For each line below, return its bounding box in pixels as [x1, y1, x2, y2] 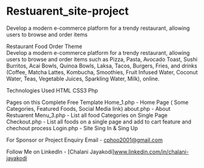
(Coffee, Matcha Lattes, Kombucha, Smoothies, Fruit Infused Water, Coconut [6, 68, 198, 75]
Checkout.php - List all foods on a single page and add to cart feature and [6, 117, 192, 125]
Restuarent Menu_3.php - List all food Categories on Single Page [6, 111, 168, 119]
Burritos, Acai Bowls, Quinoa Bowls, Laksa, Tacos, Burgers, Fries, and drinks [6, 62, 197, 69]
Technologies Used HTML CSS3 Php [6, 86, 98, 94]
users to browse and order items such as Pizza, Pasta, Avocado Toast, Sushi [6, 55, 198, 63]
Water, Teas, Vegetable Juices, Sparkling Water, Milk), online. [6, 75, 160, 82]
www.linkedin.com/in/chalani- [114, 148, 189, 155]
